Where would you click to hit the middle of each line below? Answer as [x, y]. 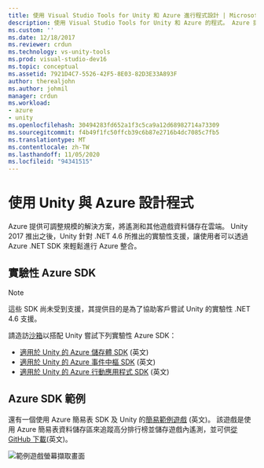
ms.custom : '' [31, 30]
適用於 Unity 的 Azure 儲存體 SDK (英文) [84, 352]
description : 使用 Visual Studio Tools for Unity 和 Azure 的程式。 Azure [129, 23]
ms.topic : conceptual [44, 67]
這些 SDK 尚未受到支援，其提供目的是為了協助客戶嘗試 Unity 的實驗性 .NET [130, 308]
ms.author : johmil [38, 88]
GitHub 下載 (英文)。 [40, 439]
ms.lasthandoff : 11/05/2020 [54, 154]
